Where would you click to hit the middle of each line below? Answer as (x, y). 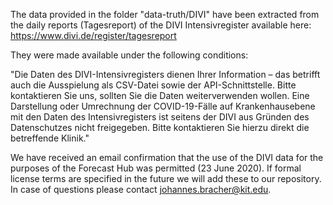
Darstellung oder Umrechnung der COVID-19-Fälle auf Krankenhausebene (163, 106)
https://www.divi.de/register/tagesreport (93, 35)
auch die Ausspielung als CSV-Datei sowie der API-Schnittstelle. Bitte (153, 85)
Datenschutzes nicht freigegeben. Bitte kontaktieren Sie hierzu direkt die (160, 127)
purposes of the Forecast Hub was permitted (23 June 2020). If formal (156, 168)
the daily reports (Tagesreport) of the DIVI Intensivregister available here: (161, 25)
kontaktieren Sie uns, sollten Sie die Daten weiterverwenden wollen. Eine (160, 95)
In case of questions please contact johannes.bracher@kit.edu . (141, 189)
